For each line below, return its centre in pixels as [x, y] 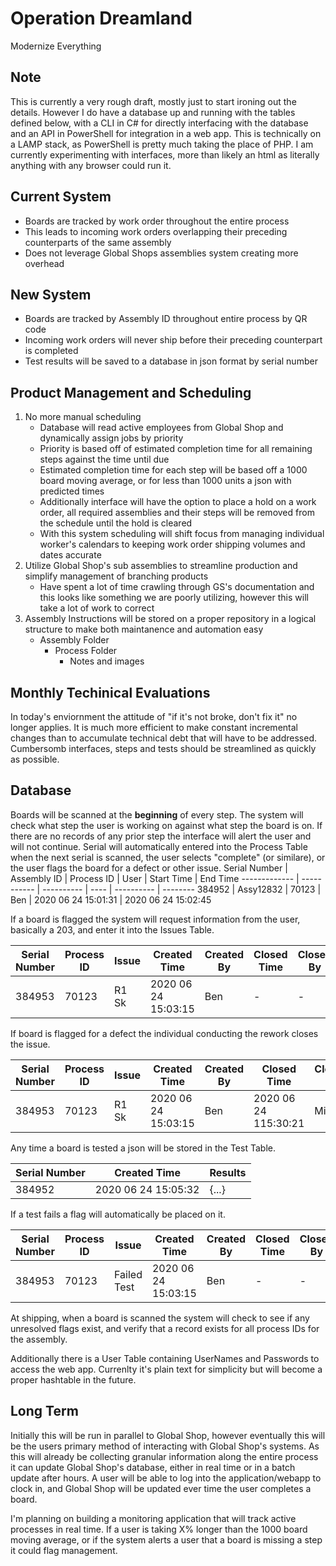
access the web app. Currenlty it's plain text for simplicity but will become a [166, 1369]
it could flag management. [64, 1550]
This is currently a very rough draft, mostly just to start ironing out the [153, 101]
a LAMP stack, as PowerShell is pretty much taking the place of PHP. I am [162, 144]
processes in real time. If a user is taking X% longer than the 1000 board [159, 1529]
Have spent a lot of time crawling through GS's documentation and [177, 587]
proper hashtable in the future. [73, 1379]
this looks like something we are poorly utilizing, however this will [174, 598]
